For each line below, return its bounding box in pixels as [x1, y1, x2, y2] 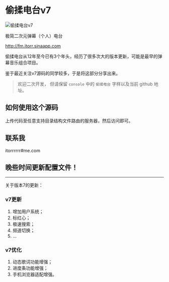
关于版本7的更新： [5, 182, 43, 189]
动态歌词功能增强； [12, 258, 53, 264]
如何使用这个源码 [5, 104, 58, 112]
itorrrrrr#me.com [5, 147, 40, 153]
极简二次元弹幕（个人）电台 [5, 33, 63, 39]
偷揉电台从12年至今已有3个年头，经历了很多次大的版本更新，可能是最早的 [5, 53, 158, 59]
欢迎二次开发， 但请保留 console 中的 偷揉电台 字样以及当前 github [17, 81, 153, 87]
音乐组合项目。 [9, 59, 41, 65]
